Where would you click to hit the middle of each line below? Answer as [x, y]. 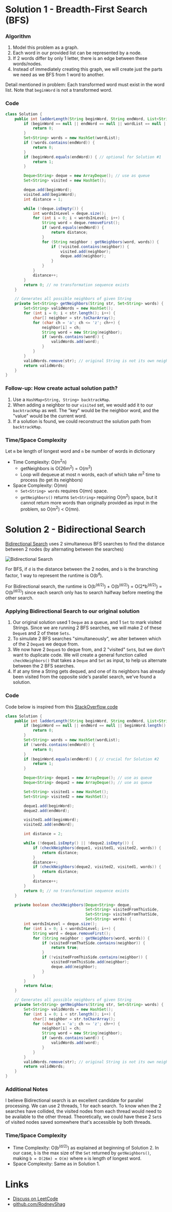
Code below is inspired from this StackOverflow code [62, 706]
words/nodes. [27, 64]
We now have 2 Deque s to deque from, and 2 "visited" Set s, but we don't [89, 650]
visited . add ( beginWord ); [50, 194]
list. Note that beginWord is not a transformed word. [59, 90]
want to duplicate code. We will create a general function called [80, 655]
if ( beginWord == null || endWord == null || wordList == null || [96, 124]
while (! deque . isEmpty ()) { [53, 209]
